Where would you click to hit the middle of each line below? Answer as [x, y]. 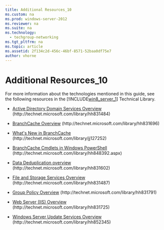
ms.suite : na [19, 28]
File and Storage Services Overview [49, 178]
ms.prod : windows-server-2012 [36, 19]
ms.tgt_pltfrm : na [24, 42]
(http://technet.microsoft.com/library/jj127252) [60, 138]
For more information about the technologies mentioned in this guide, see [80, 94]
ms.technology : [21, 33]
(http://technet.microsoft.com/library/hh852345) [61, 222]
